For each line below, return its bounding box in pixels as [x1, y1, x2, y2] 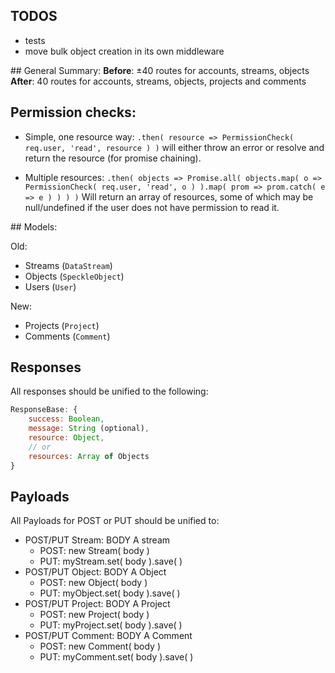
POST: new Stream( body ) [39, 545, 150, 557]
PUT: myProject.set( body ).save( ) [39, 619, 183, 631]
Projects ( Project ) [24, 319, 100, 331]
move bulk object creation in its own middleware [24, 45, 225, 57]
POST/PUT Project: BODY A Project [24, 598, 171, 610]
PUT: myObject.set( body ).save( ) [39, 587, 181, 599]
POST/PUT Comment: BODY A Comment [24, 630, 193, 642]
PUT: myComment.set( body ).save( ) [39, 651, 194, 663]
